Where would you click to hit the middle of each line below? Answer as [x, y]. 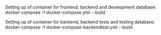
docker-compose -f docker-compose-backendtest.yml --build [69, 27]
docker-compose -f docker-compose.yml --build [55, 12]
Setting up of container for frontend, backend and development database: [81, 7]
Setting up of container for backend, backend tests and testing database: [80, 22]
